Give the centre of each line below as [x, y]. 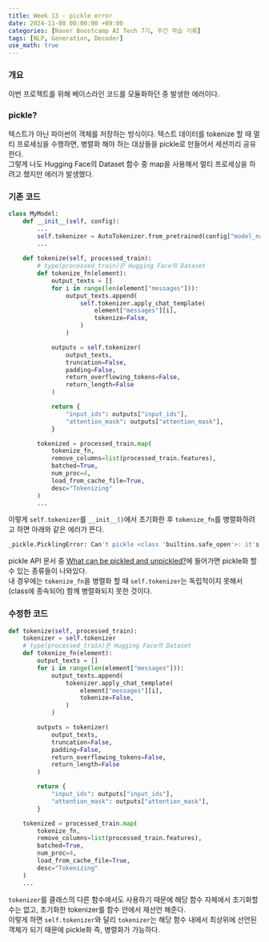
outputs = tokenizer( [73, 728]
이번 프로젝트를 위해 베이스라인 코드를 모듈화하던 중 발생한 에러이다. [114, 94]
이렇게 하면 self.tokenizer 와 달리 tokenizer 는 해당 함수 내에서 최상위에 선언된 [133, 920]
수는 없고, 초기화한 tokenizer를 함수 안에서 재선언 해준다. [97, 909]
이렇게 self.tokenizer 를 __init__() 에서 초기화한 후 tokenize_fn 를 [115, 520]
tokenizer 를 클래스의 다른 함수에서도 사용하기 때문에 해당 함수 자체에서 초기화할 [133, 900]
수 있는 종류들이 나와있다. [48, 571]
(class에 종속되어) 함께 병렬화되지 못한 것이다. [80, 591]
